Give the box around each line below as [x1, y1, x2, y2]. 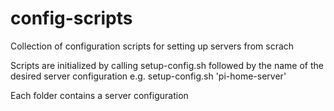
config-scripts [10, 7, 133, 30]
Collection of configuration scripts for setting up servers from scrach [10, 40, 295, 52]
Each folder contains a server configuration [10, 89, 189, 101]
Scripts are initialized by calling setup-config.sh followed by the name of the [10, 59, 324, 71]
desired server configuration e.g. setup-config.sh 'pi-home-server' [10, 70, 287, 82]
